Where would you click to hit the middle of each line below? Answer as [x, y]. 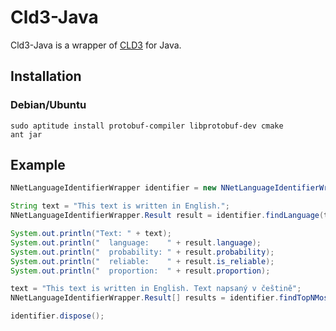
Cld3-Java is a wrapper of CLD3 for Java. [96, 45]
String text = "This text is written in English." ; [120, 206]
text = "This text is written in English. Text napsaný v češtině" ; [156, 289]
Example [38, 165]
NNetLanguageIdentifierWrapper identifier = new [113, 188]
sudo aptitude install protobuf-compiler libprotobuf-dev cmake [147, 126]
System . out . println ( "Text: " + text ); [91, 234]
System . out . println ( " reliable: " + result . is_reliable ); [142, 261]
